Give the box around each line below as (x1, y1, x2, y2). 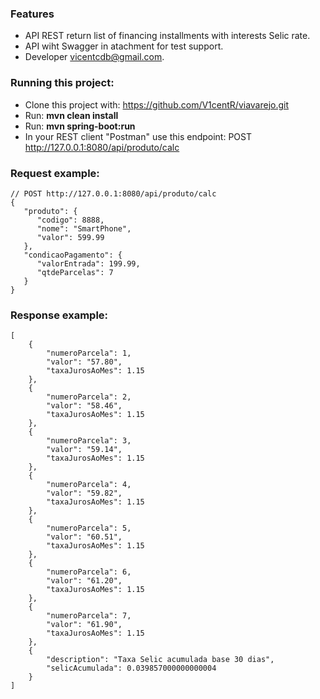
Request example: (10, 166, 100, 180)
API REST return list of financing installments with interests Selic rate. (24, 30, 311, 42)
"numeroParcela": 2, (46, 392, 132, 402)
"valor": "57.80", (46, 357, 123, 367)
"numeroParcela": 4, (46, 480, 132, 490)
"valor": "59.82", (46, 488, 123, 499)
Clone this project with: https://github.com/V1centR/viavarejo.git (24, 98, 290, 111)
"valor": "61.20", (46, 576, 123, 586)
